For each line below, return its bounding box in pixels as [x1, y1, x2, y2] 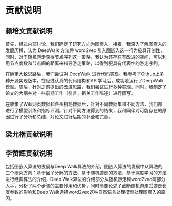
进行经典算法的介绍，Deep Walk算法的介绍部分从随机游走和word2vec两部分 [5, 176, 166, 183]
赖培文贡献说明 [5, 27, 53, 35]
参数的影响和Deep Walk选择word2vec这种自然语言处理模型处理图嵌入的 [9, 189, 161, 195]
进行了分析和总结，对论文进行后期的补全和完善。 [9, 114, 113, 120]
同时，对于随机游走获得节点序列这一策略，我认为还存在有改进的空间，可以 [5, 54, 162, 60]
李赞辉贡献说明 [5, 149, 53, 158]
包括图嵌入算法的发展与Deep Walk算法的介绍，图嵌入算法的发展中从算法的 [5, 164, 163, 170]
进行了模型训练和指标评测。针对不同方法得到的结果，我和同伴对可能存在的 [5, 108, 162, 113]
